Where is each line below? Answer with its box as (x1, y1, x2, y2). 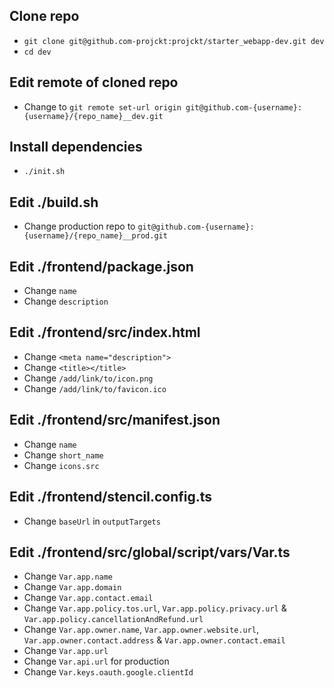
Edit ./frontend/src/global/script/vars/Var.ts (9, 544, 291, 561)
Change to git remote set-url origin (23, 100, 182, 113)
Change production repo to (23, 220, 136, 233)
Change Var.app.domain (23, 581, 122, 593)
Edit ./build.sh (9, 194, 99, 211)
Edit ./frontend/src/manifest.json (9, 412, 221, 429)
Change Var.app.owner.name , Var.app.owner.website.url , (23, 624, 259, 636)
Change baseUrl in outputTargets (23, 515, 161, 527)
